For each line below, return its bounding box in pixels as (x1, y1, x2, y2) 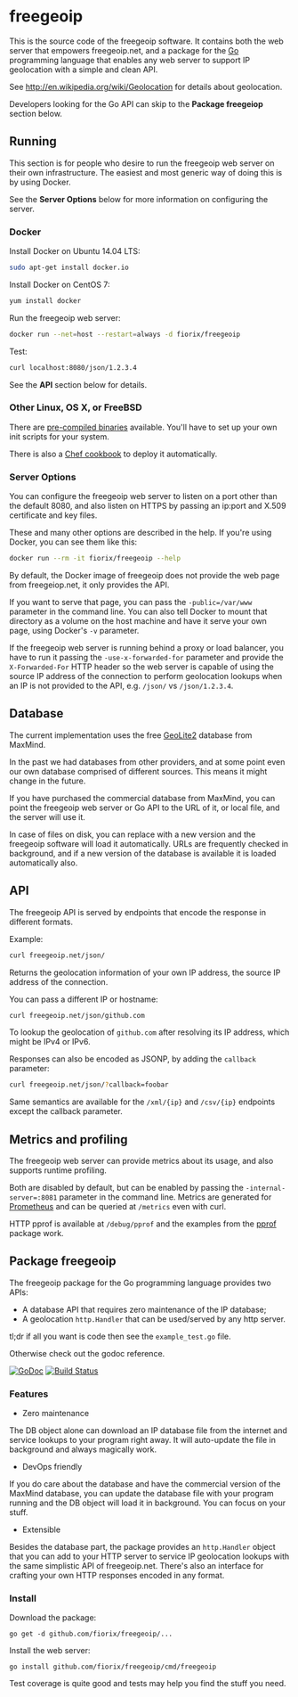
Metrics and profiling (9, 1132, 128, 1147)
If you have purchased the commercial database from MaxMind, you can (9, 792, 276, 803)
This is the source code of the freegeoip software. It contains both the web (9, 36, 285, 46)
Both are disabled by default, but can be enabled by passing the (9, 1183, 245, 1193)
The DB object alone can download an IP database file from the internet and (9, 1425, 287, 1436)
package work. (9, 1228, 64, 1239)
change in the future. (9, 775, 86, 786)
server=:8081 (9, 1193, 58, 1202)
